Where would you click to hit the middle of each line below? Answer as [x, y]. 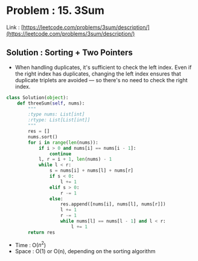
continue [60, 154]
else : [56, 199]
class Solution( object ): [37, 97]
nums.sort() [43, 137]
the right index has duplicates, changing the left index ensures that [98, 74]
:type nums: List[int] [56, 114]
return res [42, 232]
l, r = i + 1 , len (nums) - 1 [75, 159]
